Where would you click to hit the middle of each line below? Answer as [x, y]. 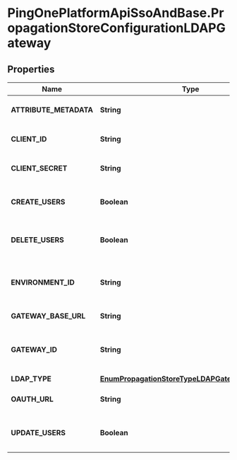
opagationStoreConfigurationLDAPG [116, 28]
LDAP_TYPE [31, 379]
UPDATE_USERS [38, 433]
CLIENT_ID [29, 139]
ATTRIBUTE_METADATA [52, 110]
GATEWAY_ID [34, 350]
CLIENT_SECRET [39, 168]
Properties [31, 69]
